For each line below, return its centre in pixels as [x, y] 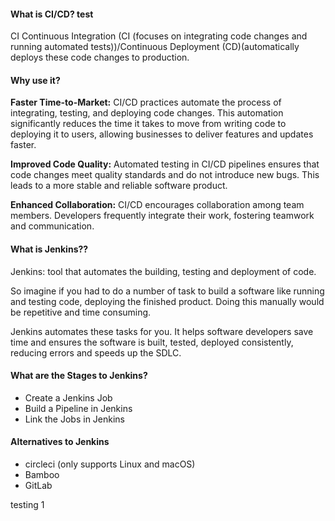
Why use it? [35, 80]
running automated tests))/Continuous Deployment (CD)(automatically [155, 47]
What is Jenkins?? [49, 249]
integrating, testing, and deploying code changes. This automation [147, 113]
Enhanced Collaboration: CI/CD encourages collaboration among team [157, 205]
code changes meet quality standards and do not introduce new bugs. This [165, 175]
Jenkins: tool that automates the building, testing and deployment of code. [163, 271]
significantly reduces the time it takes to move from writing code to [148, 124]
